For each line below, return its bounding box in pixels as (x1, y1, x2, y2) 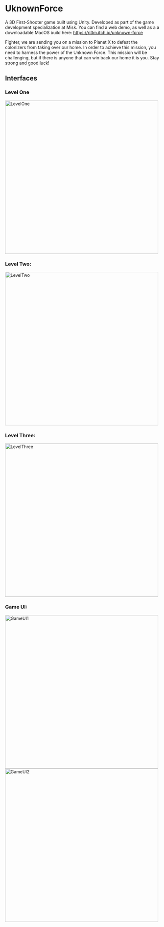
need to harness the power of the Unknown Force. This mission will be (5, 50, 147, 55)
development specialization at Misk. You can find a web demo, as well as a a (5, 24, 160, 30)
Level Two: (5, 261, 32, 267)
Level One (5, 89, 29, 96)
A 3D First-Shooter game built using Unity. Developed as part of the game (5, 19, 154, 25)
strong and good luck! (5, 60, 50, 66)
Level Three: (5, 432, 36, 439)
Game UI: (5, 604, 28, 610)
